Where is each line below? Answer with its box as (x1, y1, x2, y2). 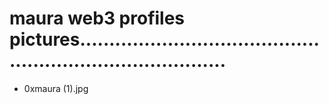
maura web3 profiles (9, 7, 186, 30)
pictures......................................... (9, 28, 320, 51)
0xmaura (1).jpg (23, 82, 89, 94)
